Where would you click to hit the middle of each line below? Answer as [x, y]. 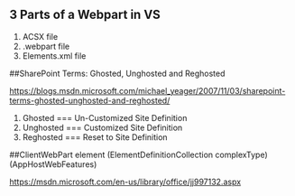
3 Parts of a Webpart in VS [85, 15]
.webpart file [46, 46]
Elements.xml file [54, 56]
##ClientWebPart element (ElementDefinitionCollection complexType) [138, 154]
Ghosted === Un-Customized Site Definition [105, 117]
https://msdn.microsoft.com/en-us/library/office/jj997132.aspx [125, 182]
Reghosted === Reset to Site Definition [95, 137]
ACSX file [40, 36]
